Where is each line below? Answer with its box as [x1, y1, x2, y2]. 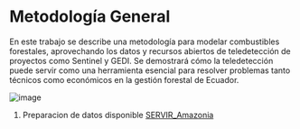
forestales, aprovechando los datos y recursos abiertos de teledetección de [9, 45, 291, 56]
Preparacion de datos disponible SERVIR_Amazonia [22, 109, 214, 120]
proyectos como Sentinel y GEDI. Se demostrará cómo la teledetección [9, 55, 274, 66]
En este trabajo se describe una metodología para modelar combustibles [9, 36, 280, 47]
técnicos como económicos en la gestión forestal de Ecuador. [9, 74, 239, 85]
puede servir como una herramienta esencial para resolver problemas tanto [9, 65, 291, 76]
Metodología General [9, 6, 171, 27]
